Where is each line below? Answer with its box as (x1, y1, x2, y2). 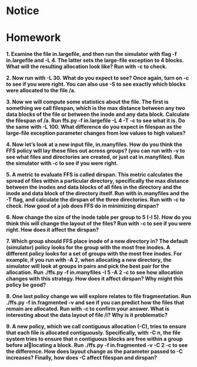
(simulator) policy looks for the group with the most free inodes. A (6, 244, 171, 251)
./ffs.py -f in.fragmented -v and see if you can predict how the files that (6, 299, 184, 306)
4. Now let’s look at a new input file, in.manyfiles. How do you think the (6, 141, 182, 148)
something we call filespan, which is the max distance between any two (6, 105, 185, 112)
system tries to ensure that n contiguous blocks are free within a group (6, 335, 183, 342)
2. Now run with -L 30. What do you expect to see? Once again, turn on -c (6, 75, 189, 82)
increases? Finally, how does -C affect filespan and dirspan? (6, 354, 158, 361)
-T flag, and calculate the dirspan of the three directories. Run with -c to (6, 196, 185, 203)
